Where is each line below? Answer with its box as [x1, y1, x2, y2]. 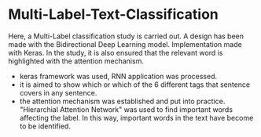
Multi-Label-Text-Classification [8, 5, 219, 23]
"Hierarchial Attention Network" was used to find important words [19, 104, 233, 114]
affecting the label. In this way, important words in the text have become [19, 113, 254, 122]
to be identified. [19, 121, 71, 131]
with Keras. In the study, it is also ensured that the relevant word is [8, 48, 223, 57]
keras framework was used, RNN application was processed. [19, 71, 218, 81]
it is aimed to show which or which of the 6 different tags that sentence [19, 80, 251, 89]
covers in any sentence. [19, 88, 97, 97]
